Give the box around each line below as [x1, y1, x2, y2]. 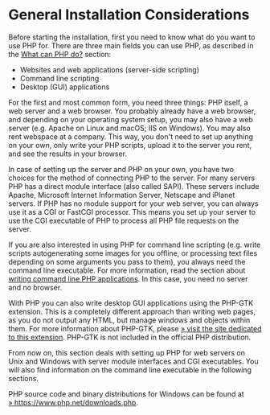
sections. [8, 373, 39, 383]
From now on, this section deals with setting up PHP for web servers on [8, 347, 245, 357]
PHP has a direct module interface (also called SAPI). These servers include [8, 181, 260, 191]
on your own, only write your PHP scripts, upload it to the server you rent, [8, 140, 252, 150]
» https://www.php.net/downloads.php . [8, 397, 139, 407]
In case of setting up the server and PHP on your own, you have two [8, 164, 235, 174]
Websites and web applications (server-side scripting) [19, 64, 199, 74]
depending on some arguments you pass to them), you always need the [8, 257, 247, 266]
